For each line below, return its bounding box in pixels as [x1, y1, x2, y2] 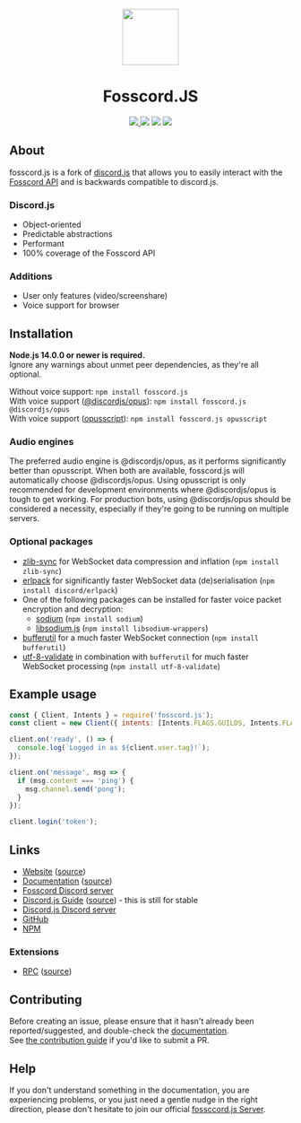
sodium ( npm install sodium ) [35, 613, 143, 623]
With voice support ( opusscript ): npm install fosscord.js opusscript [9, 414, 268, 424]
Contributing [9, 992, 82, 1007]
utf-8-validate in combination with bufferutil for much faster [21, 651, 249, 662]
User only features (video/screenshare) [21, 291, 168, 301]
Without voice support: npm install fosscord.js [9, 387, 188, 397]
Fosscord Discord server [21, 885, 114, 895]
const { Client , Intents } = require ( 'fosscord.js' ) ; [9, 710, 215, 719]
